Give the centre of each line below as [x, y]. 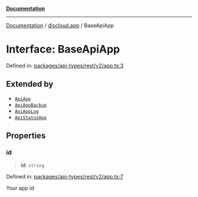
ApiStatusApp [31, 117]
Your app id [20, 188]
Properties [26, 136]
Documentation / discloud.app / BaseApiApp [60, 25]
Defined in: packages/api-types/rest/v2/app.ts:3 [65, 65]
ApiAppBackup [31, 105]
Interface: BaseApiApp [63, 49]
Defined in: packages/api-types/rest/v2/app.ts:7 [65, 177]
